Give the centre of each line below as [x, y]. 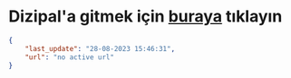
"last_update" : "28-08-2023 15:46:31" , [100, 48]
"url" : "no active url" [70, 57]
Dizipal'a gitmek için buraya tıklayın [145, 17]
